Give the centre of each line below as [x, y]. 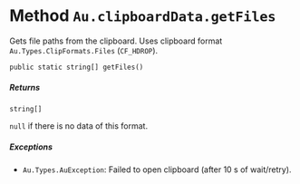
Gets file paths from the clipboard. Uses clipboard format [116, 41]
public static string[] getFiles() [77, 67]
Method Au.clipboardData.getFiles [143, 16]
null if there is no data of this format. [78, 126]
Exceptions [31, 147]
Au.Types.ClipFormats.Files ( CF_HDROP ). [84, 50]
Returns [25, 87]
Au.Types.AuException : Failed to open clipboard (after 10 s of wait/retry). [157, 169]
